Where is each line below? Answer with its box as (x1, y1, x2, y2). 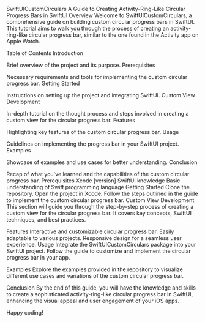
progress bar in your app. (6, 254, 70, 261)
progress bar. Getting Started (6, 80, 80, 87)
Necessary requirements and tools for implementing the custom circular (6, 73, 188, 80)
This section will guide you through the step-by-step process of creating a (6, 203, 194, 210)
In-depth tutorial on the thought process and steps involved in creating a (6, 110, 189, 117)
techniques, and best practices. (6, 216, 86, 223)
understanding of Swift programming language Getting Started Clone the (6, 184, 190, 190)
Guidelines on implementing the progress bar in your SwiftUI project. (6, 140, 179, 148)
